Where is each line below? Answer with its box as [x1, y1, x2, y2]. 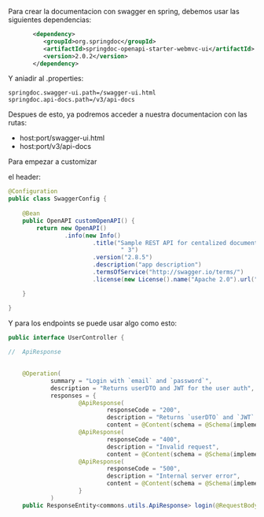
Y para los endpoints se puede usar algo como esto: [8, 318, 178, 328]
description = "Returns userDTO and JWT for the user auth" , [49, 384, 255, 392]
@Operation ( [22, 370, 61, 378]
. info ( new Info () [64, 232, 122, 240]
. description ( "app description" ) [92, 261, 202, 269]
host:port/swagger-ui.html [19, 133, 104, 143]
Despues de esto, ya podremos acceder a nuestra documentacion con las [8, 110, 247, 119]
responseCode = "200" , [106, 406, 181, 415]
